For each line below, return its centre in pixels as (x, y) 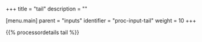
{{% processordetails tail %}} (43, 32)
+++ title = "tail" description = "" (47, 9)
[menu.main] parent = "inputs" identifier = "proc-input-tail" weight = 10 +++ (101, 20)
